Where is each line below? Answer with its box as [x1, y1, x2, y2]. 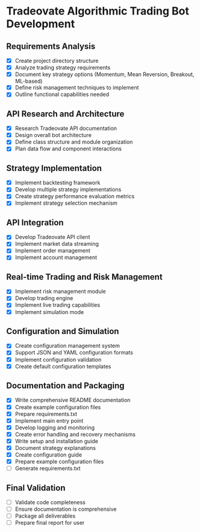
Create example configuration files [14, 403, 101, 411]
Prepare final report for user [14, 519, 85, 527]
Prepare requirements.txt [14, 410, 77, 417]
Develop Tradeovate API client [14, 234, 90, 241]
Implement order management [14, 247, 90, 254]
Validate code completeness [14, 498, 86, 505]
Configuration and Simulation [6, 326, 119, 336]
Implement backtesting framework [14, 179, 101, 187]
